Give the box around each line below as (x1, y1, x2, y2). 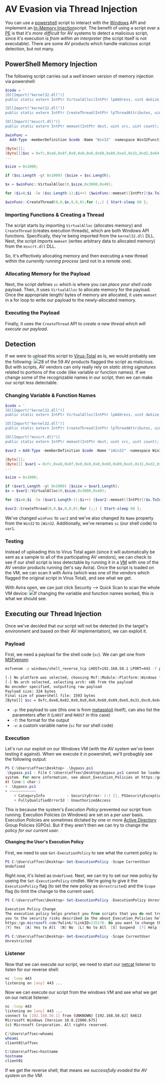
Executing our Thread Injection (5, 610, 102, 618)
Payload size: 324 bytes (5, 689, 56, 694)
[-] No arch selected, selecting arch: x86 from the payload (5, 680, 133, 684)
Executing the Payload (5, 310, 60, 316)
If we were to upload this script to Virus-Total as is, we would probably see (5, 353, 156, 359)
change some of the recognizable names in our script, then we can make (5, 374, 153, 380)
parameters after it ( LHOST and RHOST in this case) (12, 712, 110, 718)
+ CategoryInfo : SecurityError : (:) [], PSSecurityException (14, 793, 164, 798)
